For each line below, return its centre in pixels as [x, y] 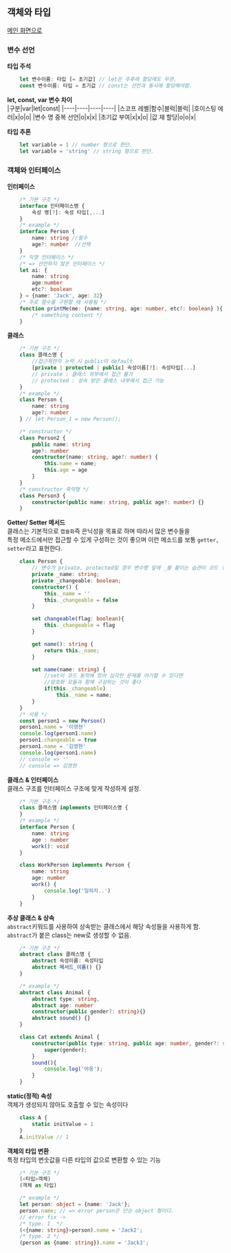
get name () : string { [63, 644]
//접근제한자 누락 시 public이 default [82, 362]
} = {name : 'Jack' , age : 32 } [61, 296]
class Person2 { [43, 438]
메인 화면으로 [25, 30]
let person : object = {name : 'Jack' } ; [75, 1205]
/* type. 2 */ [40, 1236]
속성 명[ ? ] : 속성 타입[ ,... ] [68, 213]
